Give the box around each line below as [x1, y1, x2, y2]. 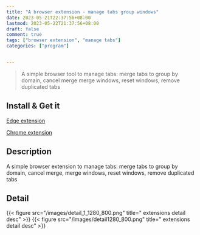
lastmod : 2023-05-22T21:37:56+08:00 [6, 20, 99, 26]
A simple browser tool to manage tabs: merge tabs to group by [21, 70, 178, 77]
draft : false [6, 26, 40, 32]
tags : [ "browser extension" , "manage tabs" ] [6, 37, 121, 43]
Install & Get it [6, 101, 60, 111]
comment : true [6, 32, 43, 38]
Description [6, 147, 52, 157]
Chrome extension [6, 128, 53, 136]
